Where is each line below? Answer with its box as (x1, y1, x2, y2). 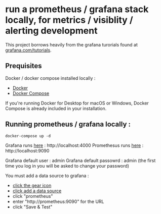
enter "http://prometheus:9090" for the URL (12, 198, 105, 204)
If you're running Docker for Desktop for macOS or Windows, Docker (5, 100, 149, 106)
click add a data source (12, 188, 62, 194)
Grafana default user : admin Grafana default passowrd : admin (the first (5, 157, 156, 164)
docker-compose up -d (5, 133, 51, 138)
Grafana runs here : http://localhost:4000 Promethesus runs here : (5, 142, 144, 148)
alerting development (5, 25, 98, 36)
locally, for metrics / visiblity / (5, 14, 133, 26)
